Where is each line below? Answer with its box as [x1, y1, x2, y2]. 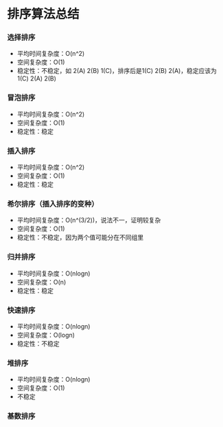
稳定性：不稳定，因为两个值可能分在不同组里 [16, 233, 144, 242]
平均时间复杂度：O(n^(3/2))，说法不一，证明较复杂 [16, 216, 161, 225]
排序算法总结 [7, 6, 80, 22]
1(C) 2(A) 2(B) [16, 74, 57, 83]
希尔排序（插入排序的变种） [7, 199, 99, 209]
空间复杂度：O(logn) [16, 331, 75, 339]
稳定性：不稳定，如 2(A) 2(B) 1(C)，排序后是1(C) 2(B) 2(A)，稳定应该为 [16, 67, 218, 75]
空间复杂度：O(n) [16, 278, 67, 286]
